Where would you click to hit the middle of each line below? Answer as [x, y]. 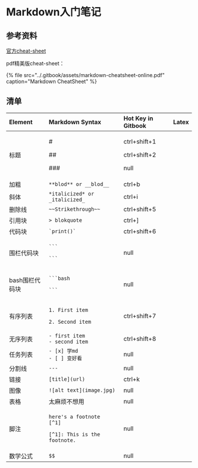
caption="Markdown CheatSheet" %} [52, 81]
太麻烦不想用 [66, 401]
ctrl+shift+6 [140, 231]
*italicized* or [71, 194]
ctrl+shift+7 [140, 316]
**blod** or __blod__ [79, 184]
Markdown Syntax [75, 122]
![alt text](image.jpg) [82, 390]
